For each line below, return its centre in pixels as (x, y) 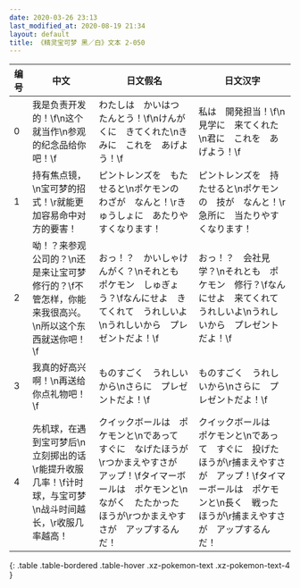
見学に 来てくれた (239, 125)
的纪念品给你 (59, 146)
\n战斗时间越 (59, 509)
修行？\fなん (260, 285)
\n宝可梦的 (55, 189)
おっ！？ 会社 (230, 258)
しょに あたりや (153, 215)
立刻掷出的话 (59, 456)
